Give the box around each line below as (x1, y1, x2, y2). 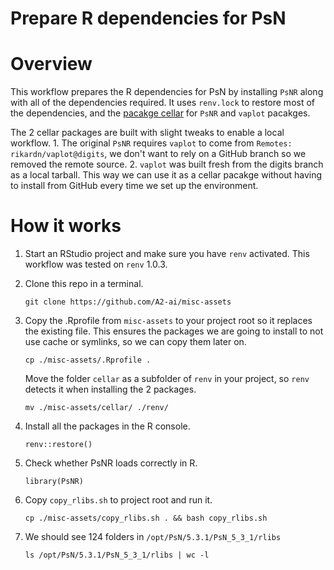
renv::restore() (24, 440, 93, 450)
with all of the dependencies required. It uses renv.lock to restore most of (10, 97, 316, 109)
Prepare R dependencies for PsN (10, 7, 287, 30)
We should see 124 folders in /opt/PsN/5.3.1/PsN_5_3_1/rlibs (24, 531, 282, 543)
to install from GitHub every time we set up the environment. (10, 180, 259, 192)
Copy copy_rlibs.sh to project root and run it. (24, 494, 213, 506)
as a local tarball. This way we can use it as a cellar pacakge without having (10, 169, 323, 181)
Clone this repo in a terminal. (24, 278, 144, 290)
